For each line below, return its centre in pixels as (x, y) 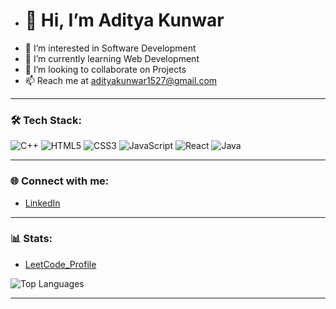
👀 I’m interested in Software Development (110, 48)
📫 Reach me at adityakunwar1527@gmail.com (121, 80)
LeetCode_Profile (60, 264)
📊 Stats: (31, 239)
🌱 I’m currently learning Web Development (112, 58)
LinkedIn (42, 203)
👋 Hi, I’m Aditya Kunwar (124, 20)
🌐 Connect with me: (60, 181)
